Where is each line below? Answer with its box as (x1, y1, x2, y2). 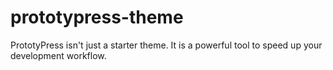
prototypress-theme (10, 6, 184, 29)
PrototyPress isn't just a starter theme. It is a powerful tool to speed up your (10, 39, 323, 51)
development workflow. (10, 49, 107, 61)
